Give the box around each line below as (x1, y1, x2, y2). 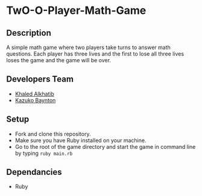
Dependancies (6, 167, 62, 177)
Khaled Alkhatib (14, 90, 54, 97)
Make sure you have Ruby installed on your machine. (14, 137, 147, 144)
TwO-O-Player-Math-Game (6, 4, 147, 18)
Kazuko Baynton (14, 96, 56, 103)
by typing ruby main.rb (14, 149, 73, 157)
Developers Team (6, 74, 74, 85)
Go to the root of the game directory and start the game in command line (14, 143, 196, 150)
